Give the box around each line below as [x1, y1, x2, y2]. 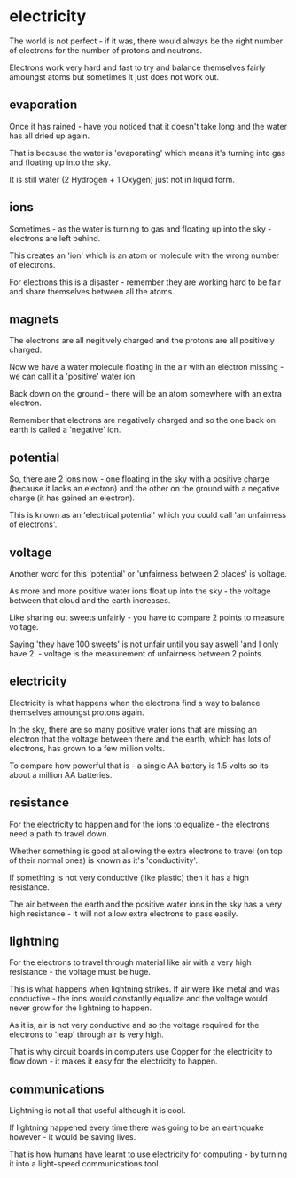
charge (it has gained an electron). [9, 492, 136, 503]
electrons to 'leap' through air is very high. [9, 1029, 164, 1040]
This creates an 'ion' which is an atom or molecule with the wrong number [9, 250, 280, 261]
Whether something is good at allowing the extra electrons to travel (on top [9, 845, 284, 856]
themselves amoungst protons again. [9, 707, 144, 718]
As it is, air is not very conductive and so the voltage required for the [9, 1020, 260, 1031]
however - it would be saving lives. [9, 1132, 136, 1143]
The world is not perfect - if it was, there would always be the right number [9, 35, 284, 46]
